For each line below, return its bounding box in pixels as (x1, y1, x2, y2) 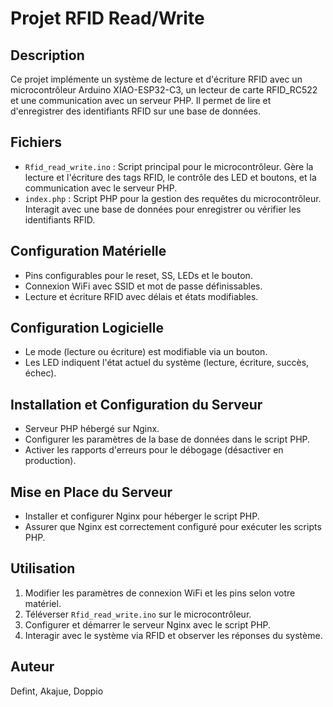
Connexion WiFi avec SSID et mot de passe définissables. (24, 280, 263, 292)
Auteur (10, 658, 55, 676)
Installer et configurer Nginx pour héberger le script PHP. (24, 510, 260, 522)
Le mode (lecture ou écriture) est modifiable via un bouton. (24, 346, 268, 358)
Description (10, 47, 85, 64)
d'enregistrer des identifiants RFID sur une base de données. (10, 105, 262, 117)
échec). (24, 367, 57, 379)
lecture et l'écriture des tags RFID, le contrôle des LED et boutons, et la (24, 171, 317, 183)
